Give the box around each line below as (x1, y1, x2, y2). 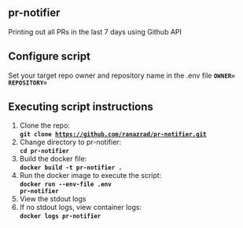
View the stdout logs (19, 194, 87, 204)
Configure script (8, 50, 90, 63)
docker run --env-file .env (19, 180, 112, 189)
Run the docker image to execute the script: (19, 171, 162, 180)
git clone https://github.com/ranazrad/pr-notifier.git (19, 131, 207, 139)
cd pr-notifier (19, 147, 70, 155)
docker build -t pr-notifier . (19, 164, 123, 172)
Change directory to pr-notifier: (19, 137, 122, 147)
